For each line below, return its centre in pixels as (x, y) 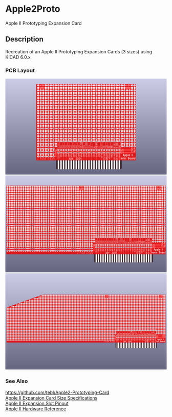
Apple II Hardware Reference (36, 409)
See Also (17, 381)
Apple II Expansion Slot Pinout (37, 403)
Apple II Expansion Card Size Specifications (51, 398)
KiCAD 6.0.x (18, 57)
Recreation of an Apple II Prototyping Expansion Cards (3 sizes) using (79, 51)
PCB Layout (20, 70)
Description (24, 39)
